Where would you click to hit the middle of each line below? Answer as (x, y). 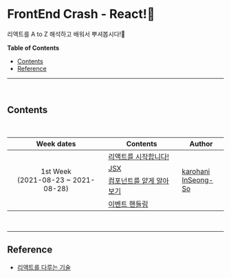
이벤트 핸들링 (128, 204)
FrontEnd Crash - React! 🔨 (81, 14)
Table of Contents (33, 48)
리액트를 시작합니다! (139, 157)
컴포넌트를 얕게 (131, 181)
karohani (196, 171)
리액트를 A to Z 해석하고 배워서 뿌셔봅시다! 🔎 (66, 34)
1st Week (56, 171)
